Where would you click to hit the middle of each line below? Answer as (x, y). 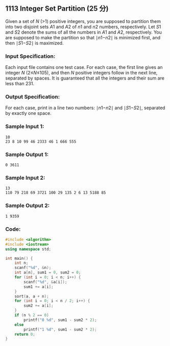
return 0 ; (25, 334)
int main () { (19, 258)
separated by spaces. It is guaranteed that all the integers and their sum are (85, 78)
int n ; (21, 263)
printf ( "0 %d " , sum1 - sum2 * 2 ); (60, 320)
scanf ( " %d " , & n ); (33, 268)
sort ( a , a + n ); (32, 296)
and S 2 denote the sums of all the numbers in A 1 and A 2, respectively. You (84, 32)
